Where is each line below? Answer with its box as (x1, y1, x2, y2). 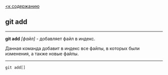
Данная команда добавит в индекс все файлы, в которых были (5, 45, 140, 51)
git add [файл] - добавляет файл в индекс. (5, 35, 95, 41)
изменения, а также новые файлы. (5, 50, 79, 56)
